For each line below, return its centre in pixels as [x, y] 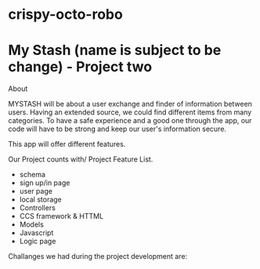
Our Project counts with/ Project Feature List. [81, 159]
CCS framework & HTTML [61, 216]
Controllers [38, 208]
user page [36, 191]
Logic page [38, 242]
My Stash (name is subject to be [115, 51]
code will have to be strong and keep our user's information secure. [117, 129]
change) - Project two [80, 67]
